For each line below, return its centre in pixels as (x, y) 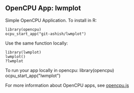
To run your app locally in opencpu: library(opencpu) (60, 70)
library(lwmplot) (23, 52)
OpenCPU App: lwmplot (43, 8)
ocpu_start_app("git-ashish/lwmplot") (46, 34)
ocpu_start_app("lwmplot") (33, 75)
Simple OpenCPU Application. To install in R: (51, 20)
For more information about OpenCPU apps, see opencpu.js (67, 85)
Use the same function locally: (37, 43)
